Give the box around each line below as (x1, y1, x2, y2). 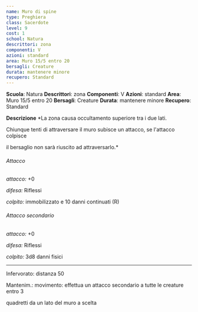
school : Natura (6, 36, 44, 42)
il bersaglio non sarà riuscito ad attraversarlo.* (6, 144, 119, 151)
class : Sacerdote (6, 19, 49, 25)
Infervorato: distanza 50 (6, 270, 65, 277)
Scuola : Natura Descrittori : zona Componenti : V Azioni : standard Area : (6, 91, 181, 98)
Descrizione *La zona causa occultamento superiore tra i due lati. (6, 114, 167, 121)
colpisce (6, 132, 27, 139)
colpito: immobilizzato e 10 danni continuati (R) (6, 198, 120, 205)
